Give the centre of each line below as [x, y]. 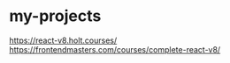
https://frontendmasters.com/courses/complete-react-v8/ [115, 49]
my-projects [55, 16]
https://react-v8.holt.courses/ [63, 40]
